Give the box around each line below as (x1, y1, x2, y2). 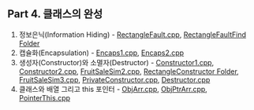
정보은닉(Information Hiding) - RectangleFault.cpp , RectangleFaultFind (18, 30, 246, 39)
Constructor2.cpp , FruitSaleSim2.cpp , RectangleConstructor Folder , (18, 66, 240, 76)
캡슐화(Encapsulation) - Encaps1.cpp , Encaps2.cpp (18, 48, 185, 57)
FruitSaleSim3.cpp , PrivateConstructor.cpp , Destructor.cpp (18, 75, 211, 84)
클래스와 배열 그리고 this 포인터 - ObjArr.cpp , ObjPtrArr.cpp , (18, 84, 208, 93)
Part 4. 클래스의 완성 (7, 7, 103, 21)
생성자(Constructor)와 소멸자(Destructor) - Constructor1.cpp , (18, 57, 215, 67)
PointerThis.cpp (18, 93, 71, 102)
